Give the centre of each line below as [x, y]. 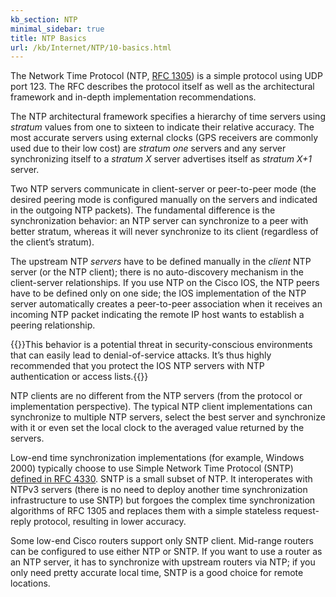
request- [301, 511]
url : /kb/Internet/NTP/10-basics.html [91, 47]
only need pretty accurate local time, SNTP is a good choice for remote [157, 573]
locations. [30, 583]
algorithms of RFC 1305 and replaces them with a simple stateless [146, 511]
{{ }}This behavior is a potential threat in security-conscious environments [161, 345]
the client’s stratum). [52, 242]
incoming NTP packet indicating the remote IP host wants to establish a [157, 315]
